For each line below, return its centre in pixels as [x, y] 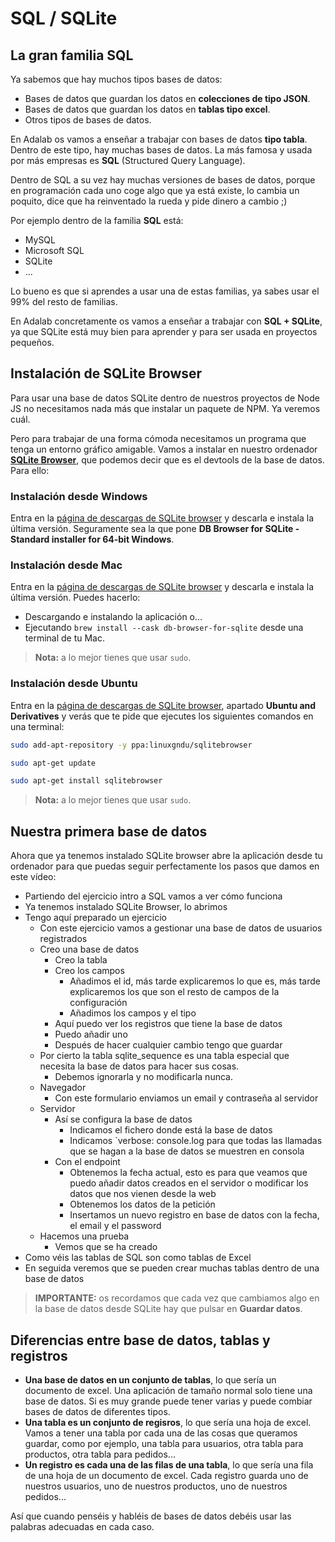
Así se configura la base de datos [123, 1119]
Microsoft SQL [54, 250]
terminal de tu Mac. [65, 638]
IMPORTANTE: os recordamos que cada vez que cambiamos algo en [177, 1298]
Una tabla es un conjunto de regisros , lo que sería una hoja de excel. [168, 1422]
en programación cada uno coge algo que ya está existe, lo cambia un [155, 190]
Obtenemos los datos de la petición [142, 1204]
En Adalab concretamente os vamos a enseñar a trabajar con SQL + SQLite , [166, 321]
